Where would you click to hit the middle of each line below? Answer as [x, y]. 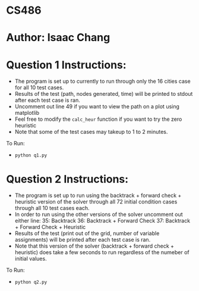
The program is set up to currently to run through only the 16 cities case [103, 82]
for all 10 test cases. [39, 87]
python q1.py [31, 155]
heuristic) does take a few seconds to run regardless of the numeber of [102, 252]
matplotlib [27, 113]
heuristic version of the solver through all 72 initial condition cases [96, 202]
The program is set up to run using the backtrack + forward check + [98, 195]
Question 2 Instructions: [67, 179]
